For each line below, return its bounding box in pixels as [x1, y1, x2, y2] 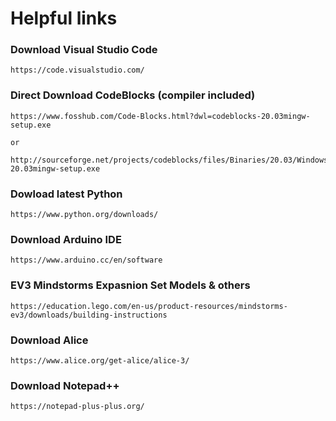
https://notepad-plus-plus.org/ [10, 402, 145, 412]
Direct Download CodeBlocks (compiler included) [10, 88, 256, 102]
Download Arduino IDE [10, 233, 122, 246]
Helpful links [10, 7, 118, 30]
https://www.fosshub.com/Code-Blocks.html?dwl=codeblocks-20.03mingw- [10, 111, 311, 121]
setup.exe [10, 120, 52, 130]
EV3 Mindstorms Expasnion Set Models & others [10, 278, 251, 292]
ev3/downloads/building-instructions [10, 310, 168, 320]
